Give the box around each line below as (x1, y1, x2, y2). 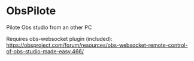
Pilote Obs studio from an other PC (6, 24, 92, 31)
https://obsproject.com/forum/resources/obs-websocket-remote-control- (6, 41, 188, 49)
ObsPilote (6, 4, 56, 18)
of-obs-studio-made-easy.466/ (6, 47, 84, 54)
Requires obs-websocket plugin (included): (6, 35, 113, 42)
